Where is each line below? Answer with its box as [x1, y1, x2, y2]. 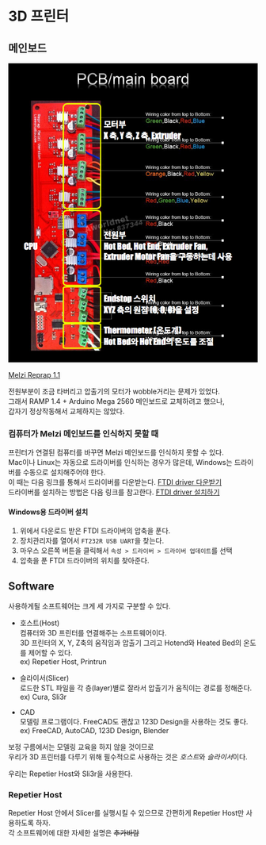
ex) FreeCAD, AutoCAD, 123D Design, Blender [19, 726, 169, 736]
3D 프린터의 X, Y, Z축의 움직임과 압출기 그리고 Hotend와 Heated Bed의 [19, 638, 242, 647]
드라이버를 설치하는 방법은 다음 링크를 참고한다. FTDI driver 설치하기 [8, 487, 220, 497]
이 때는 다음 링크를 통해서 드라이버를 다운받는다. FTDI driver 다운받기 [8, 478, 222, 487]
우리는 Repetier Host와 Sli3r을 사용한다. [8, 769, 133, 778]
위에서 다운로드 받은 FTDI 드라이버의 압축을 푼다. [19, 526, 171, 536]
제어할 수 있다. [28, 648, 73, 658]
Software [8, 579, 55, 593]
